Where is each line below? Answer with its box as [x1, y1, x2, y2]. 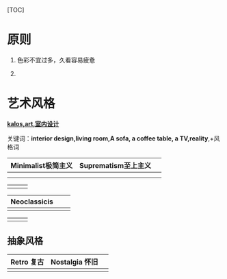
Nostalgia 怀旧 [50, 257, 98, 267]
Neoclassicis [10, 197, 53, 206]
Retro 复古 [10, 257, 44, 267]
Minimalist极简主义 [10, 160, 73, 170]
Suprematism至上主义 [79, 160, 152, 170]
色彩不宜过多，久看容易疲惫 [16, 56, 96, 64]
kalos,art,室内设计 [7, 119, 59, 128]
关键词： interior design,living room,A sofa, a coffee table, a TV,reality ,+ [7, 134, 214, 143]
